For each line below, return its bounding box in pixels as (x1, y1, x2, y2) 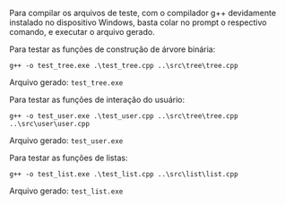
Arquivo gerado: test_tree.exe (9, 77, 124, 88)
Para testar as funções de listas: (9, 152, 128, 163)
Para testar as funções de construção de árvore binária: (9, 44, 216, 55)
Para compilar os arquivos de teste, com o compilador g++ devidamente (9, 8, 276, 18)
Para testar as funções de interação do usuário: (9, 94, 186, 105)
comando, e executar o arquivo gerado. (9, 27, 155, 37)
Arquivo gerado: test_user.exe (9, 135, 124, 146)
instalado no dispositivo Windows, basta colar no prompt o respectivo (9, 17, 267, 28)
